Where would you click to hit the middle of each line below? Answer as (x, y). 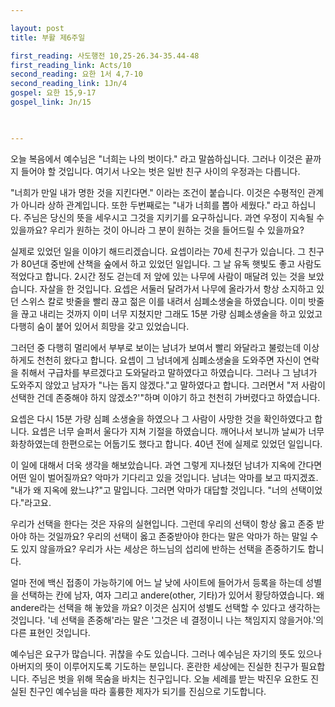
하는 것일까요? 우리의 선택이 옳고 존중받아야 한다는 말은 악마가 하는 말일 (168, 536)
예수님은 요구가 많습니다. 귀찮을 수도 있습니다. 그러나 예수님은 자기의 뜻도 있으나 (166, 653)
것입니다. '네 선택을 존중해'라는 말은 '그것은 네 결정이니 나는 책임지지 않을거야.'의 (167, 620)
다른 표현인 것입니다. (50, 632)
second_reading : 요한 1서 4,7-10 (76, 74)
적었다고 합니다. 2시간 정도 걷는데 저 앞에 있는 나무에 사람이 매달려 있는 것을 (158, 276)
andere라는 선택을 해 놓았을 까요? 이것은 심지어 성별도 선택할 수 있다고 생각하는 (165, 607)
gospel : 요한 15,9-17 (53, 93)
